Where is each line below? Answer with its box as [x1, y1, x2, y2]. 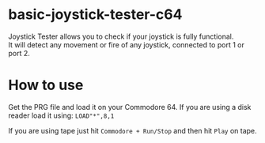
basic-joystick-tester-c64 [8, 6, 183, 24]
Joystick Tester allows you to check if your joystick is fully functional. [8, 32, 234, 41]
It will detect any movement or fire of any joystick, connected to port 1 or [8, 40, 245, 49]
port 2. [8, 48, 30, 58]
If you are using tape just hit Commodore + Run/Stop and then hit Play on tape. [8, 126, 257, 135]
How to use [8, 77, 84, 94]
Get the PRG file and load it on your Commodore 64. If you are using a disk [8, 102, 252, 111]
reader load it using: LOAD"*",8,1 [8, 111, 115, 120]
